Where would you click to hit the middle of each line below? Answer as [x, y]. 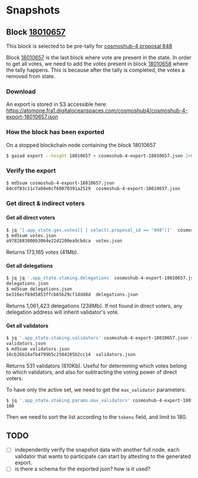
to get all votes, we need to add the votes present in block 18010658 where [97, 64]
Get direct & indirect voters [45, 204]
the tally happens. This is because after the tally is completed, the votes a [95, 70]
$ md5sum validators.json [38, 349]
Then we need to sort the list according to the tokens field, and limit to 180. [97, 417]
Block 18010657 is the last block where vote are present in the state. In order [99, 57]
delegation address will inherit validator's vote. [63, 312]
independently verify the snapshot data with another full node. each [97, 450]
